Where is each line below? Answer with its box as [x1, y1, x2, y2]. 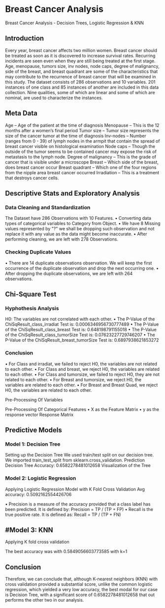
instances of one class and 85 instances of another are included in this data [5, 84, 159, 90]
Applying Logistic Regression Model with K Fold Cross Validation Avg [5, 486, 145, 492]
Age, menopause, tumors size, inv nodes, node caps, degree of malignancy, [5, 63, 160, 69]
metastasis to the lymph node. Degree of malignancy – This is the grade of [5, 153, 157, 159]
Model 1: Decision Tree [5, 441, 61, 448]
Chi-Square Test [5, 290, 57, 298]
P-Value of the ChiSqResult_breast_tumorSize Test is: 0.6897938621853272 [5, 337, 159, 343]
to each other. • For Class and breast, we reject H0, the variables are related [5, 366, 160, 372]
